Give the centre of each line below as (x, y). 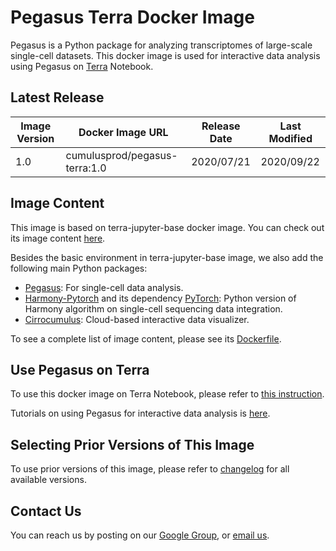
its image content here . (58, 238)
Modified (290, 138)
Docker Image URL (123, 132)
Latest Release (57, 97)
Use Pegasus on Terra (80, 369)
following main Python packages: (79, 268)
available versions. (48, 480)
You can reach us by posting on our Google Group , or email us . (140, 535)
